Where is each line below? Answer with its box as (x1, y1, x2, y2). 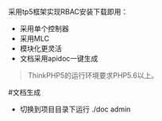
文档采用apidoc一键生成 (19, 54, 98, 63)
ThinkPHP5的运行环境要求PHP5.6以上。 (27, 71, 159, 80)
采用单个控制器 (19, 24, 69, 33)
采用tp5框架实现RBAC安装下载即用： (8, 7, 129, 16)
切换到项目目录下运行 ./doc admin (19, 104, 131, 114)
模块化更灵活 (19, 44, 62, 53)
